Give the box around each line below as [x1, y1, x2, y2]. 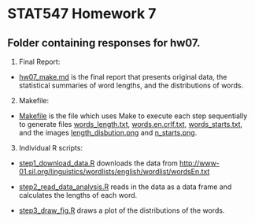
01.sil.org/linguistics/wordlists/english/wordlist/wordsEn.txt [18, 167, 210, 176]
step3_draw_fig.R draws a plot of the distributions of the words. [18, 206, 225, 215]
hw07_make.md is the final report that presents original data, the [18, 72, 227, 81]
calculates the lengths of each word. [18, 191, 138, 199]
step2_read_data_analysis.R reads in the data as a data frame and [18, 182, 232, 191]
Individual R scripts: [18, 143, 83, 152]
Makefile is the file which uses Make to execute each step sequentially [18, 111, 248, 121]
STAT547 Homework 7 [7, 5, 157, 23]
